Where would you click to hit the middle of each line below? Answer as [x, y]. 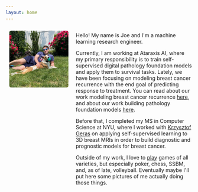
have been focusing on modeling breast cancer [133, 78]
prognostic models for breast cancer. [121, 146]
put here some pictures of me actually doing [130, 176]
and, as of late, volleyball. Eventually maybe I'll [133, 170]
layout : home [22, 12]
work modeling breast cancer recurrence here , [133, 97]
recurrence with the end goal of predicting [127, 84]
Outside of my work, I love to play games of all [132, 157]
